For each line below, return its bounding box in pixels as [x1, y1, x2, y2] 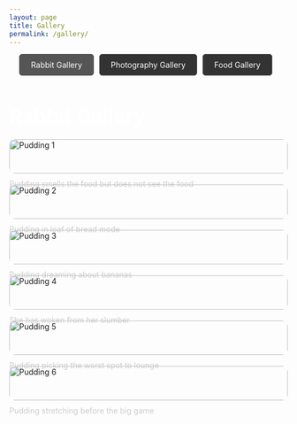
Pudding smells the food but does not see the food [9, 178, 194, 189]
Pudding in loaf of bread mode [9, 223, 121, 235]
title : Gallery [9, 21, 65, 30]
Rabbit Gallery [30, 59, 82, 71]
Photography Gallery [110, 59, 187, 71]
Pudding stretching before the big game [9, 405, 155, 416]
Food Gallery [214, 59, 261, 71]
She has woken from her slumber [9, 314, 130, 325]
